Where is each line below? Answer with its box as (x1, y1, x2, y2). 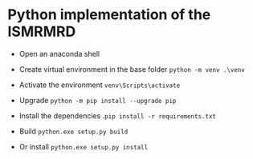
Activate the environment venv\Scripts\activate (18, 80, 181, 89)
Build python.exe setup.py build (18, 126, 129, 136)
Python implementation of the (7, 6, 211, 24)
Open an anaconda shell (18, 49, 100, 58)
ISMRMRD (7, 22, 76, 41)
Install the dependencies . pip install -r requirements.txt (18, 110, 216, 121)
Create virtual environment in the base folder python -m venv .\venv (18, 64, 246, 74)
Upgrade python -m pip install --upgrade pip (18, 95, 177, 105)
